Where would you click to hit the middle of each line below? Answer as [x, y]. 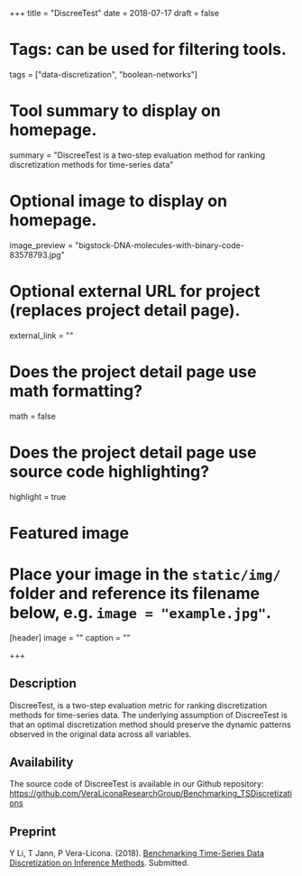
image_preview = [41, 245]
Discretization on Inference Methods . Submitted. [99, 863]
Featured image [69, 533]
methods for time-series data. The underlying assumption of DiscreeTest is [149, 715]
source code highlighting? [110, 471]
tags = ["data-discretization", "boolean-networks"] [104, 74]
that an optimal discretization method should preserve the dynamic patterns [150, 724]
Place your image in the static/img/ [145, 574]
